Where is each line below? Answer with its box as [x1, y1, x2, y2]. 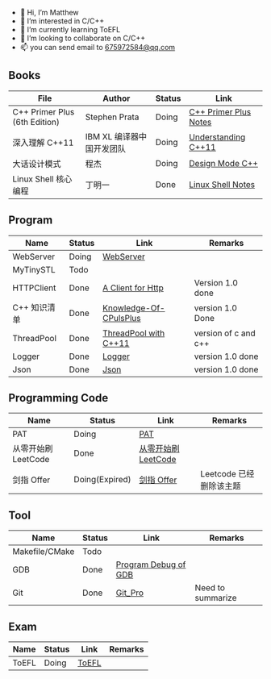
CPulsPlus [102, 312, 141, 323]
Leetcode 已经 [200, 469, 255, 480]
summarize [194, 593, 237, 604]
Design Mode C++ [189, 157, 258, 169]
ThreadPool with [102, 327, 165, 339]
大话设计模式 [12, 158, 62, 169]
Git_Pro [115, 587, 144, 598]
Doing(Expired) [73, 474, 131, 485]
